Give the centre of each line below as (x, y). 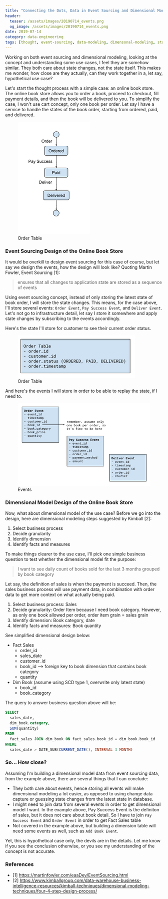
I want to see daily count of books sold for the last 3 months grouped (88, 569)
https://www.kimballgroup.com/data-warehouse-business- (80, 880)
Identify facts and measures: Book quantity (57, 626)
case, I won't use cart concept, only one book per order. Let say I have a (80, 104)
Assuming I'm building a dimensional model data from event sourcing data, (82, 773)
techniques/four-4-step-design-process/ (55, 891)
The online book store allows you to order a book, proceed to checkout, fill (82, 93)
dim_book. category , (30, 723)
